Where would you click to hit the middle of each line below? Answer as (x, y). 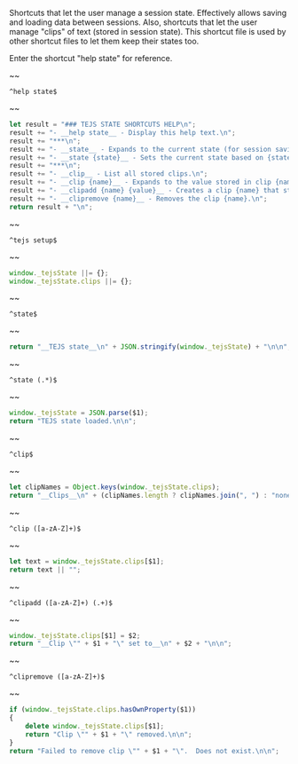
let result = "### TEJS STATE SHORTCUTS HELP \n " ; (103, 124)
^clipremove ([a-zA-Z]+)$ (57, 677)
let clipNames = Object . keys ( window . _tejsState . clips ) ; (114, 487)
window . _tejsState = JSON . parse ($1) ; (79, 413)
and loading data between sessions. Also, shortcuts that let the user (133, 22)
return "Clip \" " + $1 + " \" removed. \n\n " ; (109, 734)
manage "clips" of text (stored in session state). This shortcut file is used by (148, 32)
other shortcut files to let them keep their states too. (104, 41)
